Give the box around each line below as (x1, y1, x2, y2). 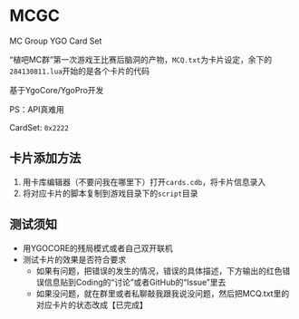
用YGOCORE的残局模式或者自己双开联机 (22, 242, 174, 254)
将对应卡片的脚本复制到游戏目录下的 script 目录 (22, 188, 198, 198)
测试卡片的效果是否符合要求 (22, 254, 127, 265)
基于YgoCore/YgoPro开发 (9, 84, 104, 95)
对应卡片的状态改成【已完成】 (35, 299, 148, 310)
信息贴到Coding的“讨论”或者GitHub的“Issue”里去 (43, 276, 227, 287)
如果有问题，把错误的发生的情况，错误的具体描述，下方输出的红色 (35, 265, 283, 276)
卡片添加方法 (9, 150, 82, 166)
